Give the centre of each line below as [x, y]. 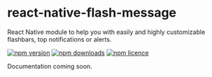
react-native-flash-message [92, 13]
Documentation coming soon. [50, 66]
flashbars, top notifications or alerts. [59, 39]
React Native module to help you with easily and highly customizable [106, 32]
